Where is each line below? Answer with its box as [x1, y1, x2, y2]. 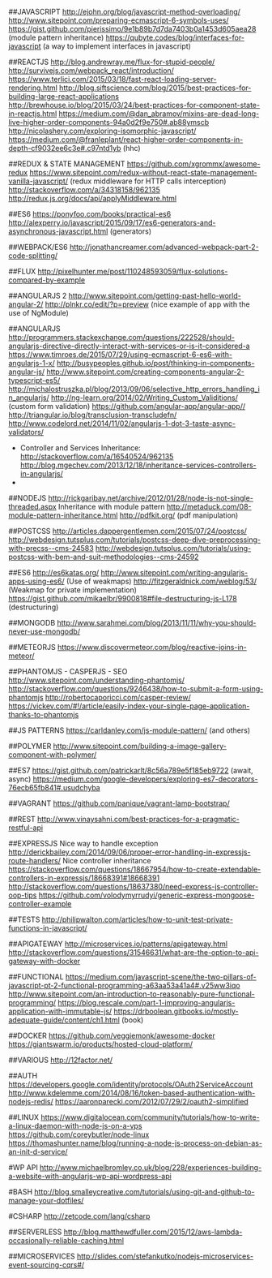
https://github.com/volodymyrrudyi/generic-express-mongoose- [38, 890, 255, 900]
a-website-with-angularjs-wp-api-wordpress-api [8, 1172, 172, 1181]
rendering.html [8, 83, 58, 93]
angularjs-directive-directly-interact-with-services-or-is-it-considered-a [8, 341, 250, 351]
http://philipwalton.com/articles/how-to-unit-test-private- [41, 914, 233, 924]
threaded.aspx [8, 502, 57, 511]
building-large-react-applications [8, 92, 120, 101]
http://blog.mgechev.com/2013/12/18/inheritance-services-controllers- [19, 460, 257, 470]
